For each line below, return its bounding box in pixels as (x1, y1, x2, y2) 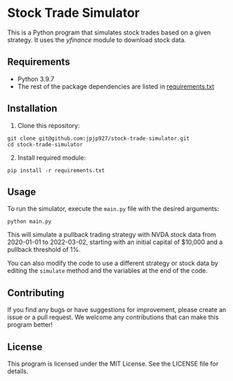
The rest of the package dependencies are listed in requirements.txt (17, 82, 215, 91)
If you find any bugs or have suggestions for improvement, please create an (7, 306, 227, 314)
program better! (7, 321, 53, 329)
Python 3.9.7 (17, 75, 55, 83)
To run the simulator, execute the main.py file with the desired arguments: (7, 205, 220, 213)
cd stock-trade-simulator (7, 141, 83, 148)
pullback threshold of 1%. (7, 245, 81, 254)
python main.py (7, 218, 52, 226)
